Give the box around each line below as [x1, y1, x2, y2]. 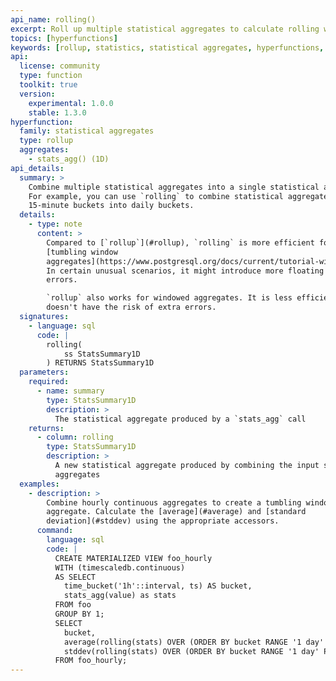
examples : [19, 479, 60, 489]
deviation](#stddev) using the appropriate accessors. [46, 516, 280, 526]
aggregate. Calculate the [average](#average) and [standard [46, 507, 307, 517]
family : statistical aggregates [19, 126, 155, 136]
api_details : [10, 163, 65, 173]
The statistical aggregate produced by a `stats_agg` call [54, 414, 307, 424]
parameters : [19, 367, 70, 378]
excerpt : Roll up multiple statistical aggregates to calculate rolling [10, 24, 320, 34]
